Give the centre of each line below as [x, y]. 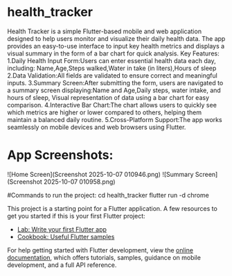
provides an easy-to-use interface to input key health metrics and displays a [116, 46]
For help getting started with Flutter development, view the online [100, 250]
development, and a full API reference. [62, 265]
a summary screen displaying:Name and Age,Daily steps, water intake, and [114, 90]
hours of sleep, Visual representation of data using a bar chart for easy [108, 97]
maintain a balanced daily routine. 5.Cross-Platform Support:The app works [115, 119]
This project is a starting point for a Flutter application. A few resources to [113, 208]
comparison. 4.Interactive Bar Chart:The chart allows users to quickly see [112, 105]
